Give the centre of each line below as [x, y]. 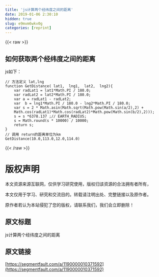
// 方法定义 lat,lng [25, 82]
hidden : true [18, 19]
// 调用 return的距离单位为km [33, 134]
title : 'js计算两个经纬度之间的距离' [39, 10]
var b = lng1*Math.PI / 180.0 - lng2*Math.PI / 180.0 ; [72, 103]
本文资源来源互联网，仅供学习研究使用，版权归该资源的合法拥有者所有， [78, 184]
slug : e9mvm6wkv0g [24, 23]
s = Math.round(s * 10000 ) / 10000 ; [52, 121]
